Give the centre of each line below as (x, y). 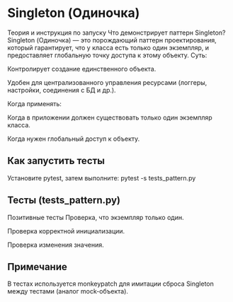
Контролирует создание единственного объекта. (82, 69)
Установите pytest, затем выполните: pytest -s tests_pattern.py (102, 178)
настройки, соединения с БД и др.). (62, 90)
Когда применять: (35, 103)
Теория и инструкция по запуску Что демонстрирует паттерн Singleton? (116, 33)
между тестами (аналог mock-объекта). (68, 291)
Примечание (37, 267)
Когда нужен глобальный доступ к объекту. (74, 139)
